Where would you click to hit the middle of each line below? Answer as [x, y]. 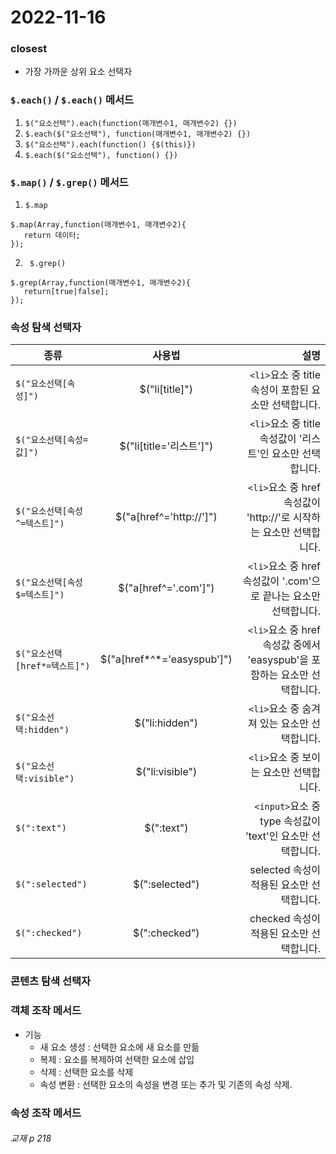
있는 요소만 [284, 724]
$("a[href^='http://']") [166, 517]
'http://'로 [268, 518]
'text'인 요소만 [276, 836]
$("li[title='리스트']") [166, 446]
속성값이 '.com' [277, 581]
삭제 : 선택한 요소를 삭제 [86, 1072]
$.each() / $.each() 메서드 [72, 100]
